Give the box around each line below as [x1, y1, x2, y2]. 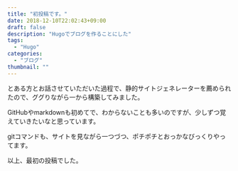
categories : [7, 51, 43, 58]
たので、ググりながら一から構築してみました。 [7, 93, 144, 101]
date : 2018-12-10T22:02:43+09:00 [7, 17, 107, 24]
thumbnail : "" [7, 63, 50, 71]
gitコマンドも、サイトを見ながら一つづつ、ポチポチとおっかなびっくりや [7, 132, 220, 140]
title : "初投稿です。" [7, 10, 67, 18]
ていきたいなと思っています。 [13, 117, 100, 125]
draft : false [7, 24, 46, 31]
